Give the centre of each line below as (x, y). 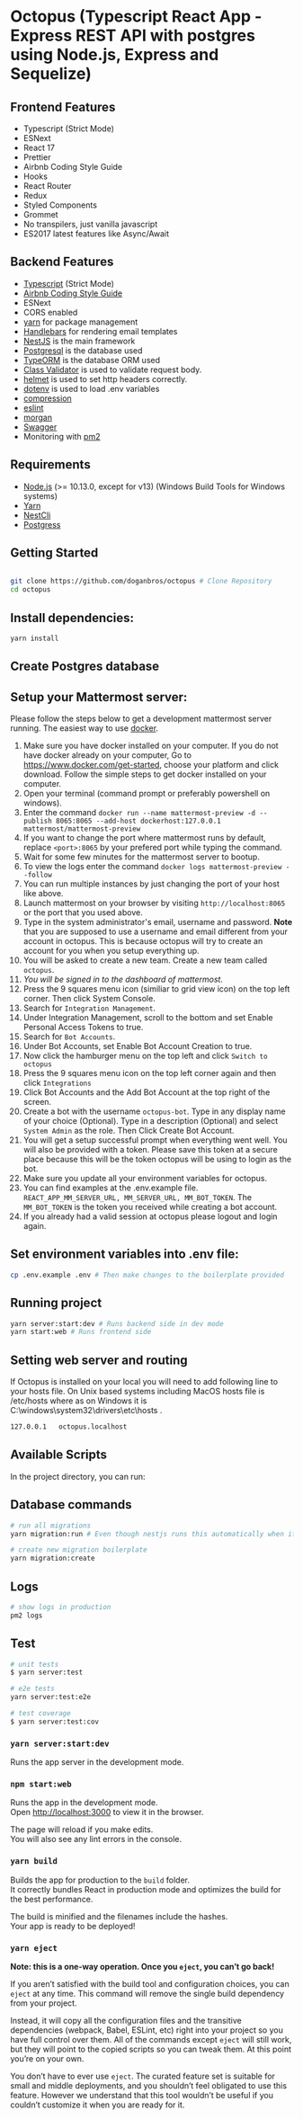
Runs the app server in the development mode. (97, 1762)
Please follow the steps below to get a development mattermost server (141, 719)
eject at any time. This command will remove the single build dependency (147, 1993)
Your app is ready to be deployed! (73, 1926)
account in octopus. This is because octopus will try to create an (143, 941)
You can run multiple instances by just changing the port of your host (151, 884)
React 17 (39, 147)
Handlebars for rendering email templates (100, 331)
